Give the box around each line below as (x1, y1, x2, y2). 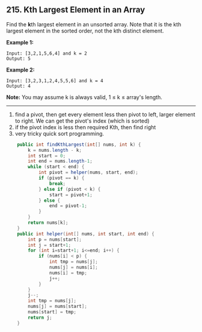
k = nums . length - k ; (28, 147, 82, 153)
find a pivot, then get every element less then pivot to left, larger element (14, 110, 195, 118)
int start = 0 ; (28, 152, 66, 158)
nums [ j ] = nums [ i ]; (49, 264, 98, 271)
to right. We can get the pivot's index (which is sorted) (14, 117, 150, 124)
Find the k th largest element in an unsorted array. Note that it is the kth (6, 20, 182, 28)
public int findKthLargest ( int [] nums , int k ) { (17, 141, 141, 148)
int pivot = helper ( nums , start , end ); (38, 169, 138, 176)
